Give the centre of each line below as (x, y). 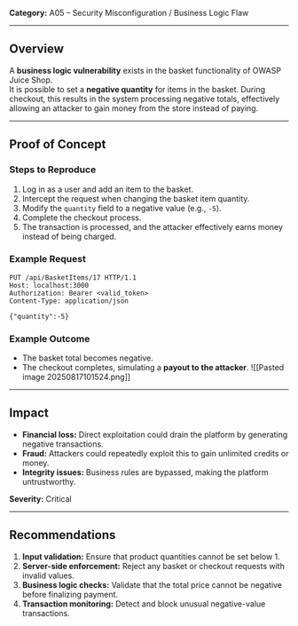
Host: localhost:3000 (49, 285)
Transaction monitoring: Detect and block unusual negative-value (144, 604)
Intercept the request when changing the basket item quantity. (136, 198)
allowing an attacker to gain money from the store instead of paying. (134, 108)
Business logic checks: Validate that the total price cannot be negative (152, 584)
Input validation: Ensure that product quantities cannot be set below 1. (151, 556)
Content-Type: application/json (69, 301)
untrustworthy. (49, 481)
